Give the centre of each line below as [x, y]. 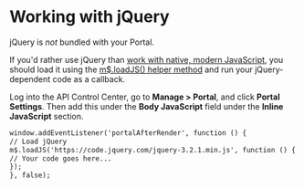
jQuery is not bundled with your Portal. [82, 42]
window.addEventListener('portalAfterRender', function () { [128, 133]
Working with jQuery [90, 17]
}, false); [30, 175]
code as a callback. [89, 78]
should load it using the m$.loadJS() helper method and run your [131, 69]
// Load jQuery [38, 141]
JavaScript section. [47, 116]
